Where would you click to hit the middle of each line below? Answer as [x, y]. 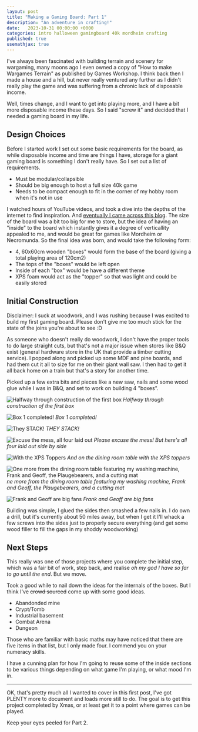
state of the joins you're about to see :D [54, 328]
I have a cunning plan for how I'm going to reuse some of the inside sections [99, 663]
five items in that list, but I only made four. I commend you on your [87, 646]
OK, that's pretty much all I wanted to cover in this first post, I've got [89, 693]
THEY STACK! [63, 428]
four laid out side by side [37, 446]
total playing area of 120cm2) [51, 258]
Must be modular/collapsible [50, 179]
